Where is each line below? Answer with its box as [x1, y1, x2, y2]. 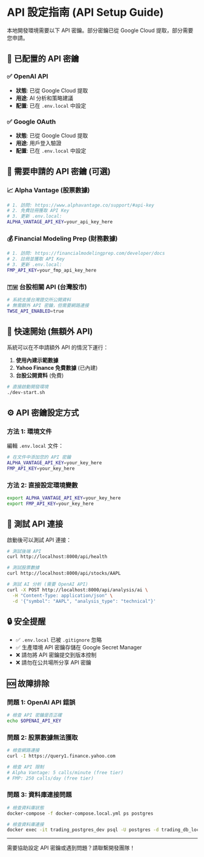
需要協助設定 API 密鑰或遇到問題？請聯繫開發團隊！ [7, 844, 136, 852]
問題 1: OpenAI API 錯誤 [7, 698, 76, 706]
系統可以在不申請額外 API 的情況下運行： [7, 343, 109, 351]
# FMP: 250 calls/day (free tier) [7, 775, 94, 781]
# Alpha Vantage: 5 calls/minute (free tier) [7, 769, 123, 775]
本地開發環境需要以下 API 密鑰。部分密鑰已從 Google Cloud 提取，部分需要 [7, 27, 194, 34]
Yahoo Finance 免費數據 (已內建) [15, 364, 98, 371]
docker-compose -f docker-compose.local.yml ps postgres [7, 810, 154, 816]
